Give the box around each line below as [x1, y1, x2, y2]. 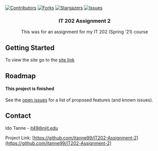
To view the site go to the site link [5, 57, 74, 63]
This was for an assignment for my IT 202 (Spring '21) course [21, 29, 148, 35]
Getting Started [5, 43, 55, 52]
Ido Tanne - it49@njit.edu [5, 125, 58, 131]
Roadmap [5, 71, 36, 80]
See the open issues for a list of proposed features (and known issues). [5, 96, 153, 103]
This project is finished [5, 86, 54, 92]
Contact [5, 112, 31, 120]
